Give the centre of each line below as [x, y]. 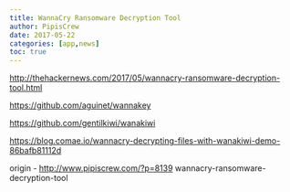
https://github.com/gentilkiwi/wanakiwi [83, 123]
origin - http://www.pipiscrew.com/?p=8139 [91, 168]
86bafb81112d [36, 151]
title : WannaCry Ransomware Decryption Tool [95, 18]
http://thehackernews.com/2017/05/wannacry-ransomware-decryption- [145, 78]
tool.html [26, 88]
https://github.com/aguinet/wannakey [80, 105]
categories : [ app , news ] [55, 43]
